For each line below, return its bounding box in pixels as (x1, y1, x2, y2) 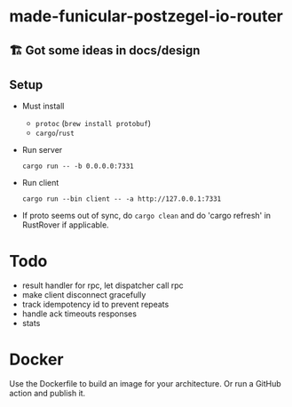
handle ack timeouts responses (21, 308, 138, 319)
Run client (21, 178, 59, 188)
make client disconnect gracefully (21, 290, 146, 300)
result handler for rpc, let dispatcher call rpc (21, 280, 184, 291)
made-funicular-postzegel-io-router (9, 6, 284, 27)
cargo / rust (35, 127, 75, 139)
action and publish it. (9, 388, 86, 399)
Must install (21, 100, 65, 112)
